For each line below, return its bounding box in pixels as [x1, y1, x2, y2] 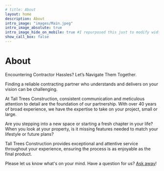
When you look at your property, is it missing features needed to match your [5, 126, 159, 132]
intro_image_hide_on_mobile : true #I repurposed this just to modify [5, 30, 150, 35]
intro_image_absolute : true [5, 25, 62, 30]
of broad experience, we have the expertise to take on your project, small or [5, 106, 158, 112]
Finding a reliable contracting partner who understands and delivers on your [5, 81, 159, 87]
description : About [5, 16, 45, 21]
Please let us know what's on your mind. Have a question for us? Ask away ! [5, 160, 157, 166]
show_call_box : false [5, 35, 49, 40]
